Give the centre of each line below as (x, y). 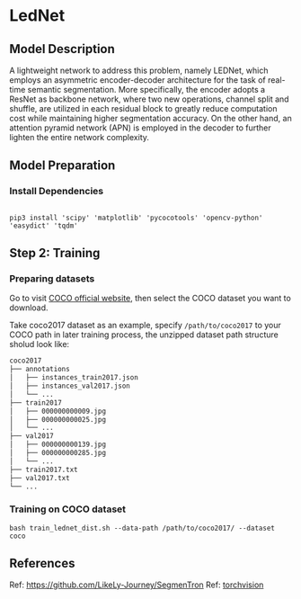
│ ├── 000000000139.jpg (58, 445)
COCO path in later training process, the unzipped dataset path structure (144, 335)
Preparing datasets (52, 278)
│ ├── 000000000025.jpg (58, 419)
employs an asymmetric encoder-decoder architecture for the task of (138, 80)
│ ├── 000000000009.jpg (58, 411)
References (42, 563)
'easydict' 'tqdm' (44, 226)
